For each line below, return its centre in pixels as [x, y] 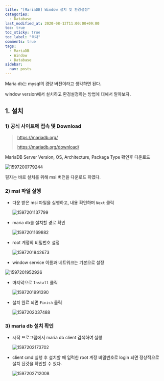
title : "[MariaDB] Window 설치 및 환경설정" [48, 10]
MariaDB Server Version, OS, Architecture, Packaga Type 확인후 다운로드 [78, 157]
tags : [11, 46]
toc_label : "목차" [23, 37]
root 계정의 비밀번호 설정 [36, 242]
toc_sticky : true [23, 32]
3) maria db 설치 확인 [29, 326]
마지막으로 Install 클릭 [35, 282]
